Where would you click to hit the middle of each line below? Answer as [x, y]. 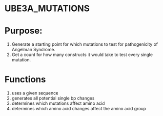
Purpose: [23, 31]
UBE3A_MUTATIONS [47, 9]
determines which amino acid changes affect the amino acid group [79, 109]
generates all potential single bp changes [53, 98]
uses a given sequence [35, 93]
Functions [25, 80]
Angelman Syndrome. [33, 50]
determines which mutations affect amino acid [58, 103]
